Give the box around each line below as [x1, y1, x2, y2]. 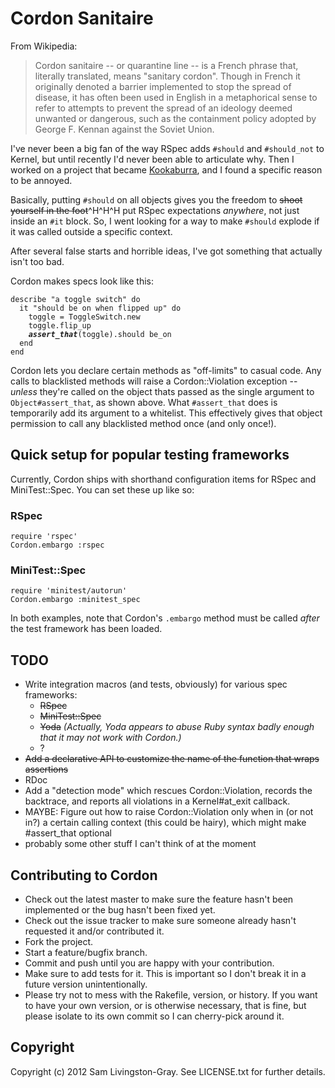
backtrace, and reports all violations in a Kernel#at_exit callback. [24, 795, 291, 807]
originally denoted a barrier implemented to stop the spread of [34, 80, 292, 92]
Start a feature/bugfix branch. [24, 946, 148, 958]
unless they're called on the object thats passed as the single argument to [10, 385, 315, 397]
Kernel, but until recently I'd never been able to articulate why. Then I [10, 153, 295, 165]
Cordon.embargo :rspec [10, 540, 105, 551]
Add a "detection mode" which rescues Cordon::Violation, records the [24, 785, 313, 797]
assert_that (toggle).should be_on [28, 329, 172, 339]
